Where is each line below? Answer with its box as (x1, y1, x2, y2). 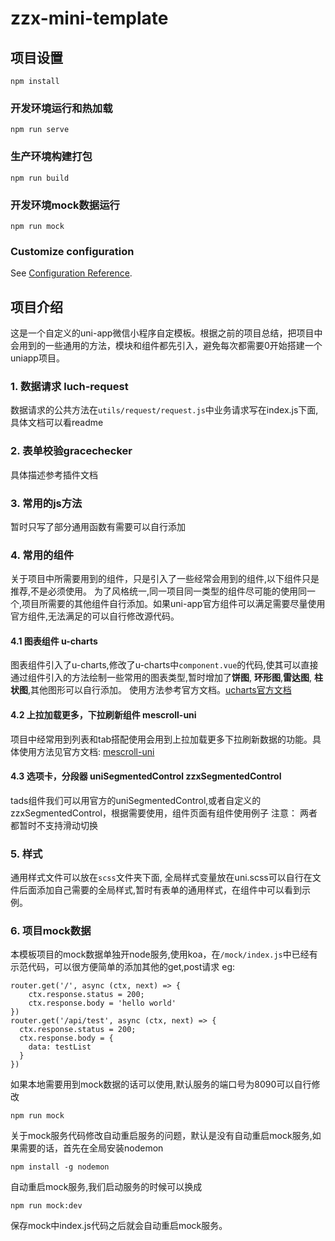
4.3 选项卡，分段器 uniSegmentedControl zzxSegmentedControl (10, 770, 282, 782)
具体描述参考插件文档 (10, 468, 98, 481)
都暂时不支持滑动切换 (10, 819, 98, 831)
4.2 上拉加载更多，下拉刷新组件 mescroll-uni (10, 708, 197, 721)
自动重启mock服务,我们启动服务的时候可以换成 (10, 1181, 203, 1193)
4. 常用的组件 (10, 548, 75, 562)
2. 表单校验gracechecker (10, 444, 133, 458)
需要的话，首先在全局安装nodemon (18, 1142, 164, 1154)
